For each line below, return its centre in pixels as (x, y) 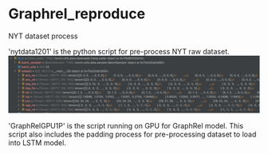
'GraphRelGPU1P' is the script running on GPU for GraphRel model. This (126, 126)
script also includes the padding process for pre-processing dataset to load (132, 134)
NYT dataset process (43, 36)
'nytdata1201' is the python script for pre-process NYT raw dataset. (119, 51)
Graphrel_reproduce (77, 14)
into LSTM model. (37, 143)
